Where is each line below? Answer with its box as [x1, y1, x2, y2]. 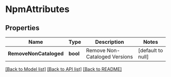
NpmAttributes [5, 4, 70, 15]
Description [95, 39, 124, 45]
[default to [138, 47, 163, 54]
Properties [5, 24, 40, 32]
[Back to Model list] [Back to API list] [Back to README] [5, 66, 122, 72]
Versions [111, 53, 133, 60]
